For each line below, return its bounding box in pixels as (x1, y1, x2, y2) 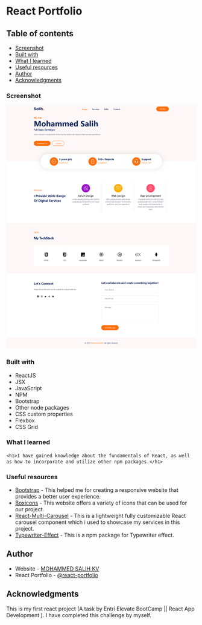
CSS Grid (14, 423, 38, 430)
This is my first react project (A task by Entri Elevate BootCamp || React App (6, 605, 195, 612)
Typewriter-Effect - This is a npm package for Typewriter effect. (14, 531, 174, 539)
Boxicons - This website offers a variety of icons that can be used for (14, 499, 188, 506)
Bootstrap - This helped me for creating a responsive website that (14, 486, 179, 494)
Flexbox (14, 416, 35, 424)
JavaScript (14, 384, 42, 391)
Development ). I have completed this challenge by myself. (6, 611, 152, 618)
